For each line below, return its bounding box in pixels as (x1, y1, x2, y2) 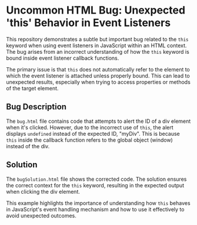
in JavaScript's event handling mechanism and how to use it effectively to (6, 206, 185, 213)
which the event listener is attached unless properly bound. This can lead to (6, 72, 190, 79)
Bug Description (6, 102, 66, 112)
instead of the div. (6, 142, 50, 149)
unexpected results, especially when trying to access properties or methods (6, 78, 191, 86)
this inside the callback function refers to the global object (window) (6, 136, 173, 144)
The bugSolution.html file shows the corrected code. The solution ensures (6, 175, 187, 182)
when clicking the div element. (6, 188, 81, 195)
